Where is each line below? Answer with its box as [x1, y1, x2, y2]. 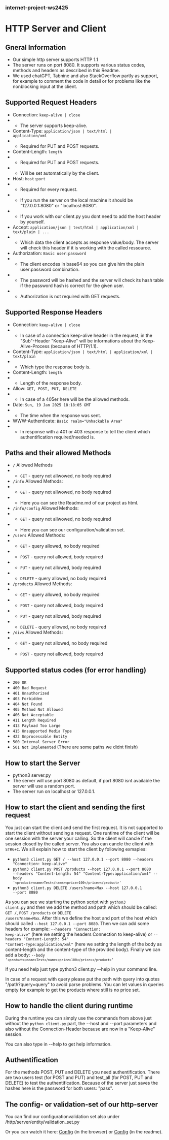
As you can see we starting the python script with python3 [5, 899, 126, 905]
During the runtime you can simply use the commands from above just [5, 1015, 152, 1021]
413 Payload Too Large [12, 723, 61, 729]
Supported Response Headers [5, 308, 103, 316]
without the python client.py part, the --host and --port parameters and [5, 1020, 157, 1026]
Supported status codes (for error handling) [5, 666, 147, 674]
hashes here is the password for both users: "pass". [5, 1085, 113, 1091]
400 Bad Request [12, 685, 47, 691]
